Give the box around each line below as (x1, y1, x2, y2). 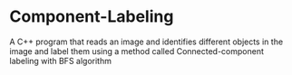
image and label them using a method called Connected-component (9, 45, 265, 56)
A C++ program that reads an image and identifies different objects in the (9, 36, 284, 47)
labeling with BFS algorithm (9, 55, 112, 66)
